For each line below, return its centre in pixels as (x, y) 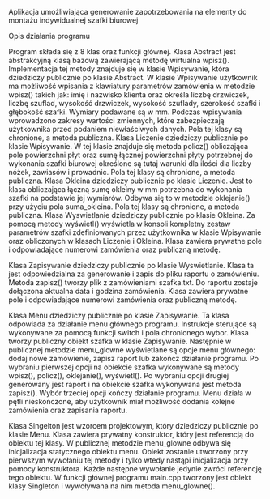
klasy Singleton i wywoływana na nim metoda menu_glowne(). (112, 486)
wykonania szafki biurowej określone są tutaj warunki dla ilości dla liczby (130, 164)
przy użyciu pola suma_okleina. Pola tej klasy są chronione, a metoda (124, 207)
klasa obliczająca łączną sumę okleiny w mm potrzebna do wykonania (125, 189)
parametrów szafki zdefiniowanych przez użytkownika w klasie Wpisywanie (135, 232)
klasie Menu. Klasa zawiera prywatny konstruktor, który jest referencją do (131, 434)
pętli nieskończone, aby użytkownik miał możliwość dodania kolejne (122, 401)
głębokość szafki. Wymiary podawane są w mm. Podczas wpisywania (125, 112)
